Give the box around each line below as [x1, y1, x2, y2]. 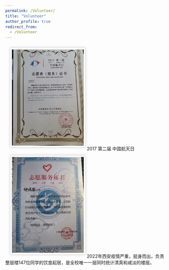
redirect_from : [5, 24, 37, 29]
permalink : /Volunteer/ [5, 8, 56, 13]
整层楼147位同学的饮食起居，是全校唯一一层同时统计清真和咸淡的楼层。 [5, 259, 154, 265]
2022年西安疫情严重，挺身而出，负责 [87, 253, 164, 259]
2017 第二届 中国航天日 [87, 146, 135, 152]
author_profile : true [5, 19, 51, 24]
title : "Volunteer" [5, 13, 47, 19]
